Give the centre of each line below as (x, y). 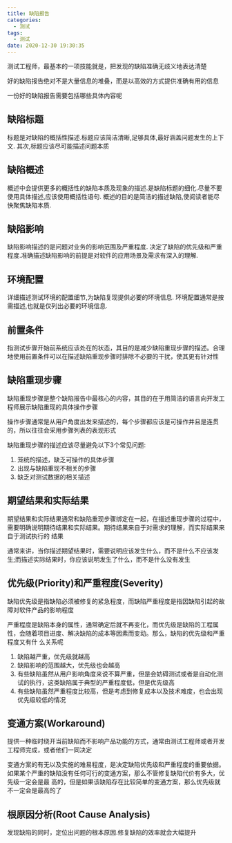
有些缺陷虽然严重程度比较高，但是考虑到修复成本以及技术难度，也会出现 (120, 691)
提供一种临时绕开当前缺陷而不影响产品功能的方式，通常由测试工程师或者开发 (116, 741)
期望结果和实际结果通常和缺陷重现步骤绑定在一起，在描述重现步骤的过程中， (116, 518)
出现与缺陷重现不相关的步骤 (57, 468)
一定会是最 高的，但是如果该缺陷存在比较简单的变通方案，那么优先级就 (120, 782)
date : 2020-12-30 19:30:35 (46, 46)
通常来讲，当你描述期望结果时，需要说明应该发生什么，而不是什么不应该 (110, 551)
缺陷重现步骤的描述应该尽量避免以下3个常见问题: (77, 445)
